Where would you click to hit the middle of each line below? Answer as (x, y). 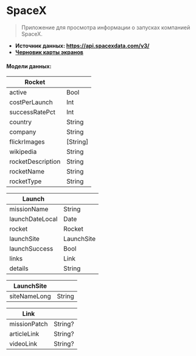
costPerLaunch (31, 102)
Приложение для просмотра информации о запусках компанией (106, 27)
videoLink (23, 344)
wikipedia (23, 152)
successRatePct (33, 112)
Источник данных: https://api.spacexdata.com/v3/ (82, 46)
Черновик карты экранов (49, 52)
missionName (29, 209)
